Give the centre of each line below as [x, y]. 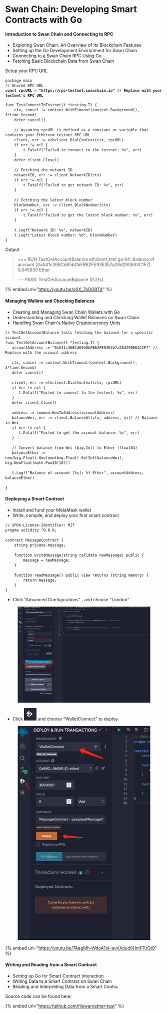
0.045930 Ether [33, 270]
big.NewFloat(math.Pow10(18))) [38, 463]
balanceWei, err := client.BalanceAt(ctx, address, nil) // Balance [84, 418]
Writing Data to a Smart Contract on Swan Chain [62, 981]
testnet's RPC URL [24, 96]
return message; [40, 580]
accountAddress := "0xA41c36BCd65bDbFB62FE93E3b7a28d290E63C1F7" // [84, 347]
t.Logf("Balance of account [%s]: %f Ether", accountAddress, [78, 473]
